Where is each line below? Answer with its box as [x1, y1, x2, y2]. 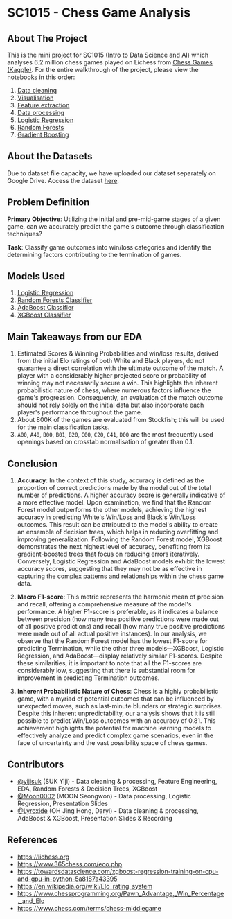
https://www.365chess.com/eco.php [17, 859, 123, 868]
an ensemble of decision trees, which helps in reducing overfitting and [17, 528, 219, 536]
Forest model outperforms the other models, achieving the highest [17, 506, 207, 514]
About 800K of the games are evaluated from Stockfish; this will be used [17, 416, 225, 424]
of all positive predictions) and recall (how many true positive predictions [17, 622, 225, 631]
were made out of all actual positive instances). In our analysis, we [17, 629, 207, 638]
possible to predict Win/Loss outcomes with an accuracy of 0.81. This [17, 717, 216, 725]
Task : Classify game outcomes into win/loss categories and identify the [7, 243, 212, 251]
